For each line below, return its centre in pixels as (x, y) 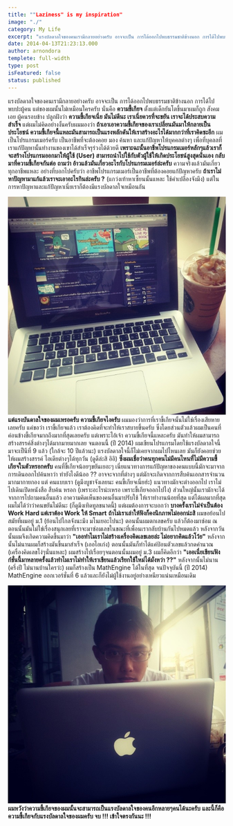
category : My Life (34, 29)
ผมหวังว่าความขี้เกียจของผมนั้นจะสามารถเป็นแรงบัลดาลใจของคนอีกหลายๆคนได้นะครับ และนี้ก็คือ (116, 808)
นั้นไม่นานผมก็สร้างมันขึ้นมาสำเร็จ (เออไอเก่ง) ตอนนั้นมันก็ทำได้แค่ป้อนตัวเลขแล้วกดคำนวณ (111, 544)
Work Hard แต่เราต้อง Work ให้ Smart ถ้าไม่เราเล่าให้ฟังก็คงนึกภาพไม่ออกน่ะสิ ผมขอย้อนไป (116, 513)
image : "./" (25, 22)
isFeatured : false (34, 73)
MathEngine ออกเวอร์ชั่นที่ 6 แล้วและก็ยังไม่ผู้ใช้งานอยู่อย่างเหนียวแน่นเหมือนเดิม (102, 575)
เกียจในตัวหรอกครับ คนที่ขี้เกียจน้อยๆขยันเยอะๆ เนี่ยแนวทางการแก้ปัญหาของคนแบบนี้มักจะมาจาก (116, 466)
